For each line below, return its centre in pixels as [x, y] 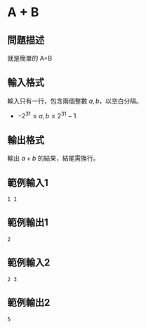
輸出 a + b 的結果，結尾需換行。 [53, 159]
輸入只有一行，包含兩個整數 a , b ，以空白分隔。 [75, 101]
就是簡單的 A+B [30, 58]
